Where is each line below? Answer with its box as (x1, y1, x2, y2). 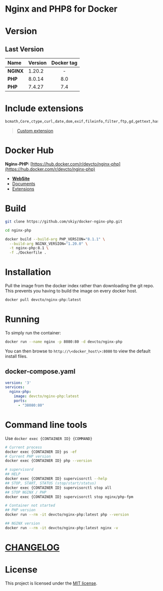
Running (5, 314, 40, 325)
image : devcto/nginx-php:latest (14, 394, 79, 399)
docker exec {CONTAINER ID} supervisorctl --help (5, 476, 108, 481)
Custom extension (16, 128, 53, 133)
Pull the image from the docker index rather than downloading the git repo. (5, 283, 154, 289)
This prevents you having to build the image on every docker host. (5, 288, 137, 294)
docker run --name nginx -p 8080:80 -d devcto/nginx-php (5, 339, 123, 344)
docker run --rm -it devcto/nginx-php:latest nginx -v (5, 525, 118, 530)
